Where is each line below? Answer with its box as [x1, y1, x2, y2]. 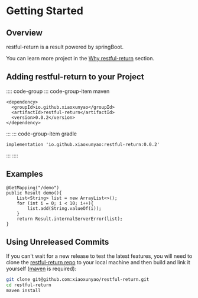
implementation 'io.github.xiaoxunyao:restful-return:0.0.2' [6, 141, 160, 147]
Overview [6, 28, 43, 38]
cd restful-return [6, 282, 51, 288]
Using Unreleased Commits [6, 237, 109, 247]
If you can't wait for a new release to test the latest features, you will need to [6, 252, 193, 260]
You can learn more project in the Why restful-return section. [6, 55, 155, 61]
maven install [6, 288, 41, 294]
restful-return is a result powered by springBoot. [6, 43, 124, 50]
